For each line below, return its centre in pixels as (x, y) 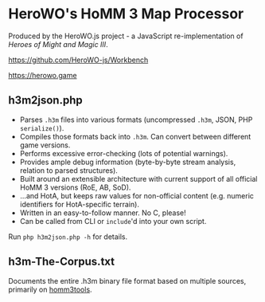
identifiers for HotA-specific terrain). (79, 204)
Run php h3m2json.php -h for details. (68, 237)
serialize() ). (42, 127)
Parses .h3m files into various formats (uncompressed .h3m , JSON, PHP (136, 120)
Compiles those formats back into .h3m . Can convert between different (135, 136)
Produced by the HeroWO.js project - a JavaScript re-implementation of (126, 36)
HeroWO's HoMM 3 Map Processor (126, 14)
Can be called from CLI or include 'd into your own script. (113, 221)
